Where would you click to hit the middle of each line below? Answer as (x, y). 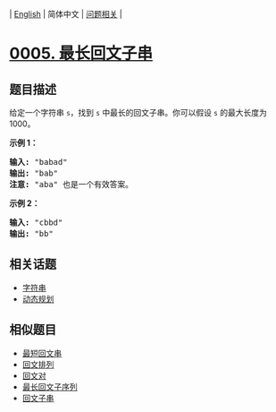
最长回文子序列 (50, 386)
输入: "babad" (38, 162)
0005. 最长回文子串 (81, 54)
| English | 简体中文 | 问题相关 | (66, 14)
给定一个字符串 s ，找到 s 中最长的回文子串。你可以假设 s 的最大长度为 (138, 112)
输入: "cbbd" (36, 223)
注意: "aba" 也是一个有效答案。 (71, 184)
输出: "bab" (34, 173)
